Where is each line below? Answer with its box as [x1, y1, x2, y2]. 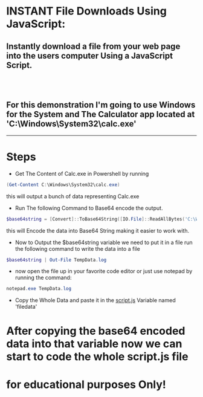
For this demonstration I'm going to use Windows [6, 100, 196, 110]
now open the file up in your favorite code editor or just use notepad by [14, 268, 193, 275]
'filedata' [14, 303, 37, 311]
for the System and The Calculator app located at [6, 109, 195, 120]
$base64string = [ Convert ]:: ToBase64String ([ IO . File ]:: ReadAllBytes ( [6, 216, 185, 222]
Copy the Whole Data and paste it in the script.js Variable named [14, 297, 176, 304]
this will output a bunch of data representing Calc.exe [6, 192, 140, 200]
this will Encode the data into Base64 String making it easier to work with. [6, 227, 189, 234]
